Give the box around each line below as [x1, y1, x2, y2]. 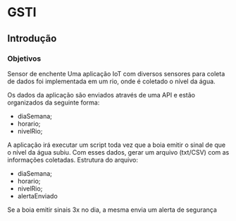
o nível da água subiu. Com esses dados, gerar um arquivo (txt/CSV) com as [7, 148, 230, 156]
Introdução [7, 32, 57, 44]
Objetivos [7, 54, 42, 64]
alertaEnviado [17, 191, 58, 200]
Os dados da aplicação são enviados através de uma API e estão [7, 90, 196, 99]
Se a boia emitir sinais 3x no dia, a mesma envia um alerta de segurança [7, 205, 217, 214]
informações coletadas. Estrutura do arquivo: [7, 155, 139, 164]
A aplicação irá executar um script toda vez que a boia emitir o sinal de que [7, 141, 226, 149]
